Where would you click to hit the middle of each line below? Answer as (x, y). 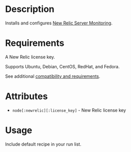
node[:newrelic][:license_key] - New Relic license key (69, 110)
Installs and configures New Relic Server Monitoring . (59, 23)
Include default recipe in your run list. (43, 144)
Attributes (27, 96)
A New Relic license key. (30, 57)
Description (30, 9)
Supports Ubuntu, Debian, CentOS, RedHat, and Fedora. (63, 66)
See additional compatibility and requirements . (53, 76)
